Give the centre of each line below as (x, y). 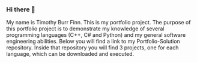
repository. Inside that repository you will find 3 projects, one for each (92, 48)
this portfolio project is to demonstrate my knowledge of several (85, 29)
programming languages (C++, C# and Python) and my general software (96, 35)
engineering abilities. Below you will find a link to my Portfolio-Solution (93, 42)
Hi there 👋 (21, 10)
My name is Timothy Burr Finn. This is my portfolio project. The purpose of (98, 23)
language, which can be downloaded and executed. (70, 54)
